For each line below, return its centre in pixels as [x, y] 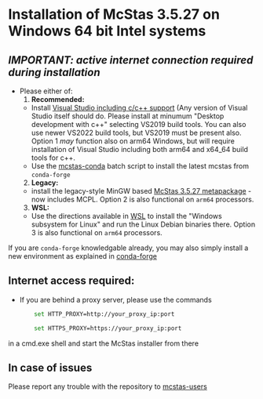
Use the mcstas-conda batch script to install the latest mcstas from [140, 166]
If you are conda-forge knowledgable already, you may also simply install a [128, 248]
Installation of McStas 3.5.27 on [114, 15]
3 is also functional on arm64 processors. [97, 232]
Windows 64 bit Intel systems [107, 31]
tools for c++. [53, 158]
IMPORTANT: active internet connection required [131, 60]
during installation [54, 72]
